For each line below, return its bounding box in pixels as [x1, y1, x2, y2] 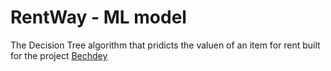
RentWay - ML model [10, 6, 187, 29]
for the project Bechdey [10, 49, 108, 61]
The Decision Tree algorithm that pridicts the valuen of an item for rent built [10, 39, 321, 51]
